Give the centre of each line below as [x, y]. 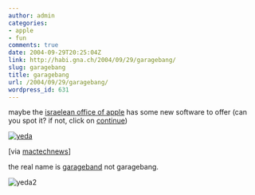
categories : [28, 23]
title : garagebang [39, 75]
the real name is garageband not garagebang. [84, 167]
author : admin [32, 16]
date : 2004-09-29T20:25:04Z [55, 53]
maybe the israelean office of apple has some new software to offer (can [128, 112]
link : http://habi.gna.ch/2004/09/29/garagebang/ [92, 60]
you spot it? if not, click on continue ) [68, 121]
